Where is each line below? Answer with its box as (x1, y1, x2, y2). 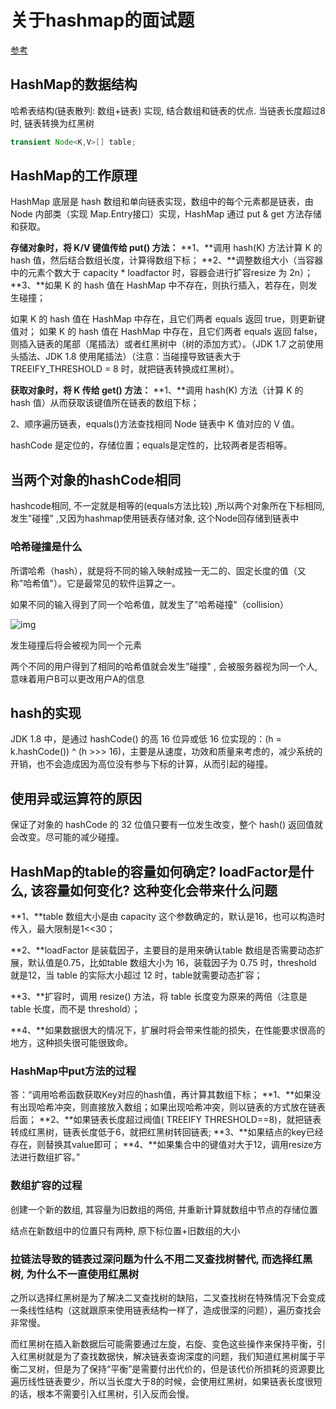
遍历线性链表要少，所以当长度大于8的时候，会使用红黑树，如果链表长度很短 (10, 1375, 323, 1387)
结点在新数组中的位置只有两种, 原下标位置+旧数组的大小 (10, 1224, 241, 1236)
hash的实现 (10, 704, 82, 721)
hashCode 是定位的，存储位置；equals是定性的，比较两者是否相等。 (10, 439, 293, 451)
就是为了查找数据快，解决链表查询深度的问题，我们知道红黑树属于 (44, 1350, 317, 1362)
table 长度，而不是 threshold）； (10, 1002, 141, 1015)
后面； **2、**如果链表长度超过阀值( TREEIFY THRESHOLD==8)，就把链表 (10, 1114, 322, 1126)
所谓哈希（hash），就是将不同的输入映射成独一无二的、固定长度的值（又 (10, 564, 307, 576)
